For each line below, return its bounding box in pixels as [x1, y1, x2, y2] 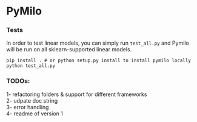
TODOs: [6, 77, 30, 85]
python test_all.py [6, 63, 56, 69]
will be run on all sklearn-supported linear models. [6, 46, 132, 53]
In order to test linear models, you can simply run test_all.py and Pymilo [6, 39, 189, 47]
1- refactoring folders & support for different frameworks [6, 91, 147, 98]
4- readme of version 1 [6, 110, 64, 117]
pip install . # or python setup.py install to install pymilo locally [6, 57, 191, 64]
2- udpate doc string [6, 97, 58, 104]
